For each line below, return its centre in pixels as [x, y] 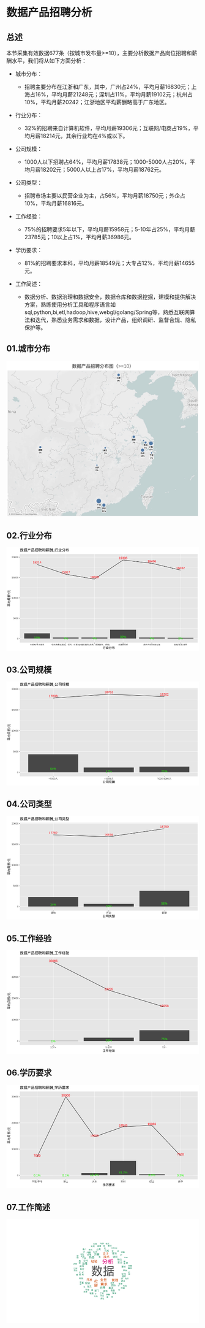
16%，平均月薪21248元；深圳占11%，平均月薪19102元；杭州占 [114, 94]
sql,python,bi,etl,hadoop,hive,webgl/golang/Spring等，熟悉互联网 [107, 312]
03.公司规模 [29, 670]
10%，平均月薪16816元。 [56, 203]
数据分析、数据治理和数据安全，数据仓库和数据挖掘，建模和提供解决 [110, 297]
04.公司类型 [29, 804]
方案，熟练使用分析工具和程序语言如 [70, 305]
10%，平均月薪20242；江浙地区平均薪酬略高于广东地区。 [97, 102]
